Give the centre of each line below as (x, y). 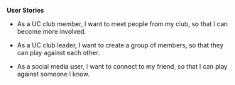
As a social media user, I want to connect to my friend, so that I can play (122, 66)
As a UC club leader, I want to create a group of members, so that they (120, 45)
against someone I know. (53, 74)
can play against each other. (58, 53)
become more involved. (51, 32)
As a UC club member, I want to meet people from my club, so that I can (122, 24)
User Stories (25, 10)
